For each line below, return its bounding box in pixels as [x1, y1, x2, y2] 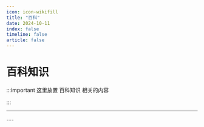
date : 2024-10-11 [6, 20, 50, 26]
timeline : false [6, 32, 47, 38]
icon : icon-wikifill [6, 9, 59, 15]
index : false [6, 26, 39, 32]
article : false [6, 37, 45, 43]
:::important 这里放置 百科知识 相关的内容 [6, 86, 109, 94]
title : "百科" [6, 15, 41, 21]
